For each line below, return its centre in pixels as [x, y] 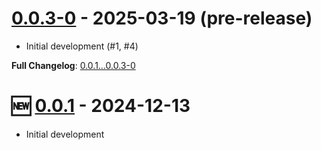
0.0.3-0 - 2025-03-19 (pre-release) [162, 18]
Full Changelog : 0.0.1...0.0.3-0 [73, 65]
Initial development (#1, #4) [82, 46]
